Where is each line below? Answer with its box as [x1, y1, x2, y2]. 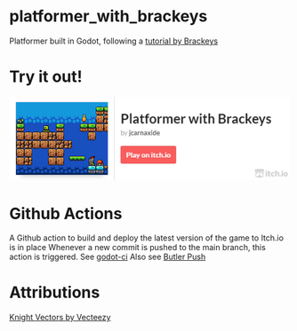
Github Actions [9, 203, 123, 224]
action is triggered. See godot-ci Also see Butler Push [9, 251, 206, 263]
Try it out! [9, 67, 83, 87]
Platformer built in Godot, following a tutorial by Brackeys [9, 35, 219, 46]
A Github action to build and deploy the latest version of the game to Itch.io [9, 232, 285, 243]
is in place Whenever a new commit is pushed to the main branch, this [9, 242, 267, 253]
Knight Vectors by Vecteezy [9, 312, 111, 323]
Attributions [9, 282, 100, 303]
